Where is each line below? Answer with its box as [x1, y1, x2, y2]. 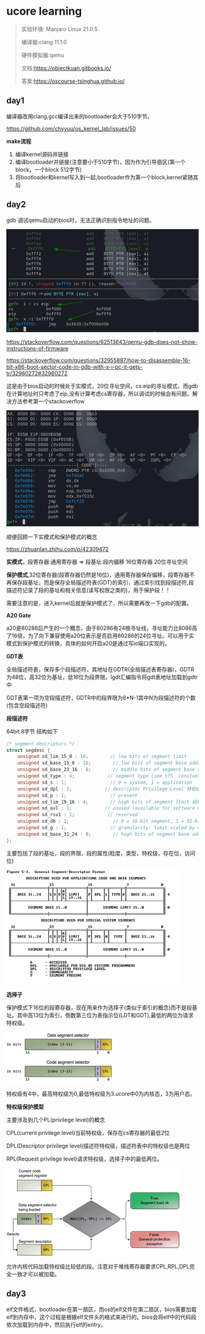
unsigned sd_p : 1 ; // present [17, 792, 138, 798]
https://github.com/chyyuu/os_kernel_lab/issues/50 [6, 124, 136, 132]
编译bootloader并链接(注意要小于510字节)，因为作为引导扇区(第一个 [15, 158, 186, 165]
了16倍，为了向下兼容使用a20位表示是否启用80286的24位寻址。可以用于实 [6, 632, 195, 639]
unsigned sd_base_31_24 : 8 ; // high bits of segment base [17, 831, 190, 837]
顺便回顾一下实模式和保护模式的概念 [6, 533, 98, 540]
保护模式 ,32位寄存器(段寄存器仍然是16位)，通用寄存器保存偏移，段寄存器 [6, 571, 190, 578]
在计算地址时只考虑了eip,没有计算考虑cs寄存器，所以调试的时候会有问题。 [6, 390, 193, 398]
